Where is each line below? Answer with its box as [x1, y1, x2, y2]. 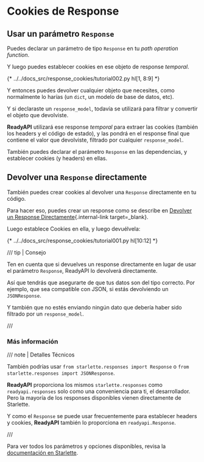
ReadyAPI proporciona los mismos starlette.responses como [7, 381, 163, 389]
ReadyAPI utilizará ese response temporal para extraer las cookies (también [7, 123, 199, 131]
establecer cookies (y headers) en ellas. [7, 154, 108, 162]
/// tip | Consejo [7, 248, 46, 256]
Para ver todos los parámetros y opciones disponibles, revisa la [7, 442, 166, 450]
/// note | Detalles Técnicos [7, 351, 75, 358]
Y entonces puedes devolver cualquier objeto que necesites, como [7, 87, 175, 94]
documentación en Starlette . [7, 449, 79, 457]
